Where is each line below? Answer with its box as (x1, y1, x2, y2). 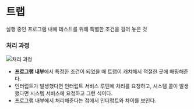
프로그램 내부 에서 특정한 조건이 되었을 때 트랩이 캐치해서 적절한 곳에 (14, 68, 169, 75)
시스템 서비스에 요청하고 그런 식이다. (30, 90, 113, 97)
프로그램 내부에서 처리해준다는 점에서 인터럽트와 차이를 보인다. (14, 97, 157, 104)
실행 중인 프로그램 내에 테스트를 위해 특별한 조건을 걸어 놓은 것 (6, 26, 147, 32)
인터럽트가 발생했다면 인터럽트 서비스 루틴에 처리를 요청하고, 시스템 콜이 (14, 82, 178, 90)
